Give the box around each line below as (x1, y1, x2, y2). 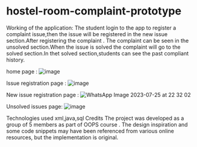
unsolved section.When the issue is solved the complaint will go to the (6, 43, 181, 51)
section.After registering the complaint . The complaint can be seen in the (6, 37, 189, 44)
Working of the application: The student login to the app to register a (6, 24, 177, 31)
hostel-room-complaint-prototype (6, 4, 182, 18)
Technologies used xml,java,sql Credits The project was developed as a (6, 114, 184, 122)
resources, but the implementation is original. (6, 134, 119, 141)
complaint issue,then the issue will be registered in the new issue (6, 30, 167, 37)
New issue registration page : (6, 91, 80, 98)
